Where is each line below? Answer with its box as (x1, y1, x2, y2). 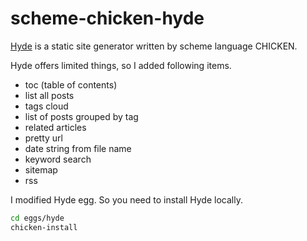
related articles (24, 121, 87, 133)
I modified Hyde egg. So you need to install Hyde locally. (10, 193, 243, 206)
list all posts (24, 89, 75, 101)
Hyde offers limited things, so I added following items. (10, 59, 232, 71)
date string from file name (24, 142, 132, 154)
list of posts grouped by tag (24, 110, 139, 122)
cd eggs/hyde (10, 213, 65, 223)
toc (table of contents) (24, 78, 118, 91)
